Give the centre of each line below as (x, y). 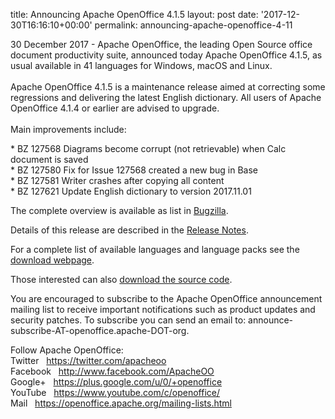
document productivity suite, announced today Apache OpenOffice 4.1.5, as (166, 55)
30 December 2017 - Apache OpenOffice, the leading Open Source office (161, 44)
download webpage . (52, 260)
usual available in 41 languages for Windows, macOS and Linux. (141, 65)
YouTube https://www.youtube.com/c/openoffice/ (115, 392)
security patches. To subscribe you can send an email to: (128, 320)
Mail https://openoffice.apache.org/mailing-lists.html (121, 403)
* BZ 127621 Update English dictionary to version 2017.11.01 (131, 191)
